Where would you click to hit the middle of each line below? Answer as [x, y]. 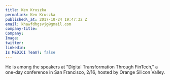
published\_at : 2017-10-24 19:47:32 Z [46, 19]
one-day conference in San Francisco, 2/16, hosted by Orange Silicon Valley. [85, 72]
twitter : [14, 43]
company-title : [21, 29]
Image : [12, 38]
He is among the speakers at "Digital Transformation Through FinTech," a [82, 67]
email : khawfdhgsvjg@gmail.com [38, 24]
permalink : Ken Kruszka [30, 15]
